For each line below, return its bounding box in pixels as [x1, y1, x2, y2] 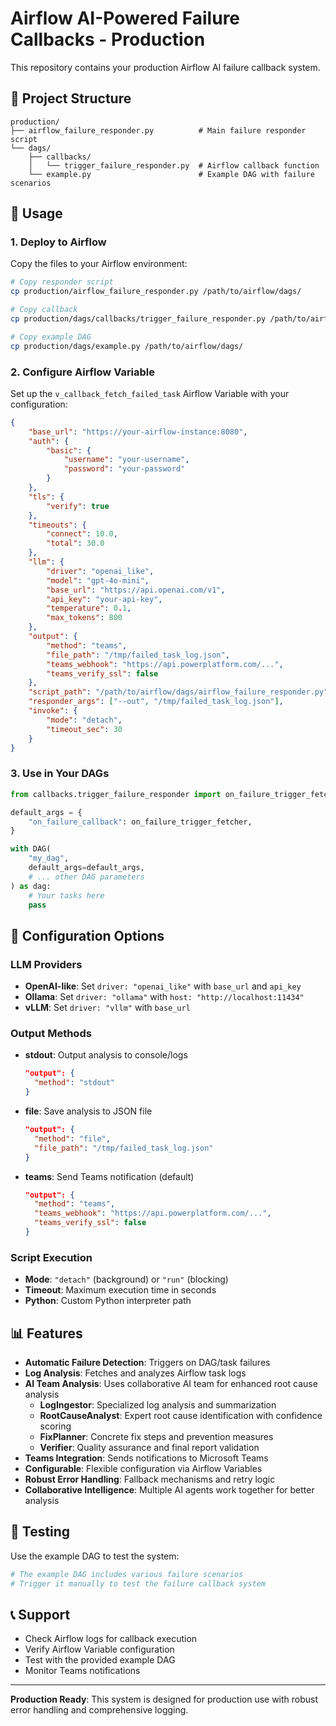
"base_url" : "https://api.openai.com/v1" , [46, 585, 226, 595]
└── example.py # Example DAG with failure [28, 169, 315, 179]
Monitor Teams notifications [24, 1665, 141, 1677]
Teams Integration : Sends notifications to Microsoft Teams [24, 1452, 269, 1464]
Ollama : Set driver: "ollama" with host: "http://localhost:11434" [24, 991, 305, 1003]
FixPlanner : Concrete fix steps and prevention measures [39, 1431, 274, 1442]
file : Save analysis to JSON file [24, 1105, 153, 1117]
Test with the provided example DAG [24, 1654, 176, 1666]
